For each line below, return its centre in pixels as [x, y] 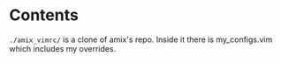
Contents [44, 15]
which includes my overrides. [63, 48]
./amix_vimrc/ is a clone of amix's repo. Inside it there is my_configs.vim [141, 39]
